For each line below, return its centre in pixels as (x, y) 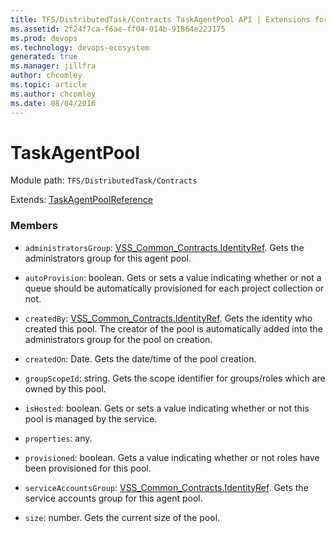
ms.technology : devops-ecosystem (80, 47)
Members (34, 226)
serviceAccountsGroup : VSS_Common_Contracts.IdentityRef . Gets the (166, 487)
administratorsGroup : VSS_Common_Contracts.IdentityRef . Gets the (164, 247)
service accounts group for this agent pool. (113, 498)
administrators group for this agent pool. (108, 258)
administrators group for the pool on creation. (118, 339)
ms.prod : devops (44, 38)
